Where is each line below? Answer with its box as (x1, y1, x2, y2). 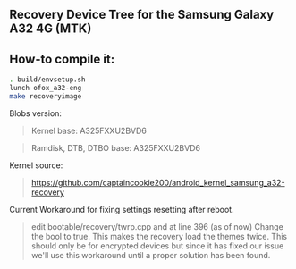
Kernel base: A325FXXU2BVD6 (30, 125, 148, 136)
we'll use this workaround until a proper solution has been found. (30, 249, 271, 260)
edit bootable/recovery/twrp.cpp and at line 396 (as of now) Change (30, 221, 283, 231)
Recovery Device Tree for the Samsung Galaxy (9, 7, 275, 22)
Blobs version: (9, 107, 63, 119)
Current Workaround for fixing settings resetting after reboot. (9, 204, 234, 214)
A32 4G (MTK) (9, 21, 92, 37)
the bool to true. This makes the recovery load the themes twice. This (30, 231, 288, 241)
